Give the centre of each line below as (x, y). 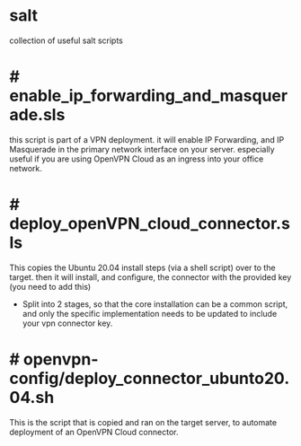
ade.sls (37, 115)
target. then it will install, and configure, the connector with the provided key (150, 277)
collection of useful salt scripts (66, 40)
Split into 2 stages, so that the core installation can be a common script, (155, 304)
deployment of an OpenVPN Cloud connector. (94, 432)
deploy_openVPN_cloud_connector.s (150, 224)
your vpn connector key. (67, 323)
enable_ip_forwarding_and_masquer (149, 96)
